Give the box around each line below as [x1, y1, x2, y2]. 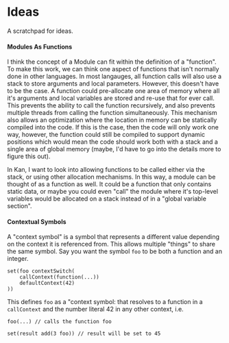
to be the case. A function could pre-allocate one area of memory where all [7, 87, 220, 95]
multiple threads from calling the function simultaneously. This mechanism [7, 109, 217, 117]
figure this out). [7, 152, 51, 161]
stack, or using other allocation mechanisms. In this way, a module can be [7, 173, 216, 181]
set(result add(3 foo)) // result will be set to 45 [7, 330, 161, 338]
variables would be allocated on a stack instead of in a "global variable [7, 194, 207, 203]
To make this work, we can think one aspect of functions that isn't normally [7, 65, 219, 73]
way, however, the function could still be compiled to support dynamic [7, 131, 206, 139]
